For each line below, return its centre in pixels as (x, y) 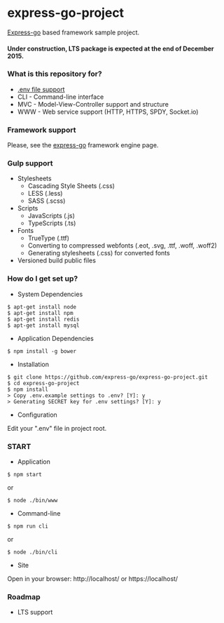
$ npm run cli (28, 527)
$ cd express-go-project (43, 383)
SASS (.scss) (47, 201)
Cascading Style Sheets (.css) (71, 186)
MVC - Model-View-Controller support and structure (93, 104)
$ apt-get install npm (40, 313)
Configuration (37, 415)
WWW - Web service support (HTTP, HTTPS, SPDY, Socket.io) (108, 112)
